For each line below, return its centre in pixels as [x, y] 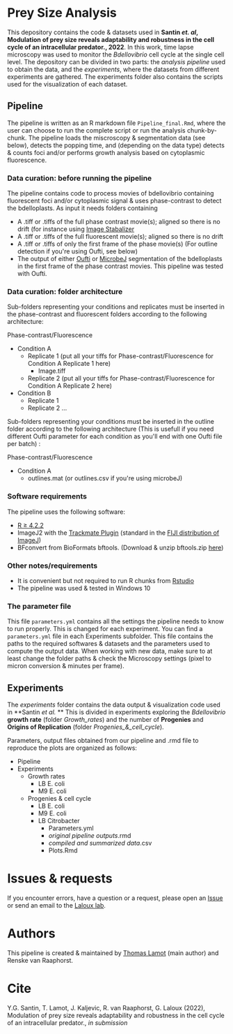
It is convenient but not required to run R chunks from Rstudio [106, 580]
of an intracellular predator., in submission [67, 1022]
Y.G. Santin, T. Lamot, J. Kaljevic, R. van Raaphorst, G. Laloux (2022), [106, 1007]
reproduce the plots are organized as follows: [72, 748]
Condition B [34, 393]
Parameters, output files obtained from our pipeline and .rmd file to [103, 741]
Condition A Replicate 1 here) [69, 364]
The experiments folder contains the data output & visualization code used [114, 705]
